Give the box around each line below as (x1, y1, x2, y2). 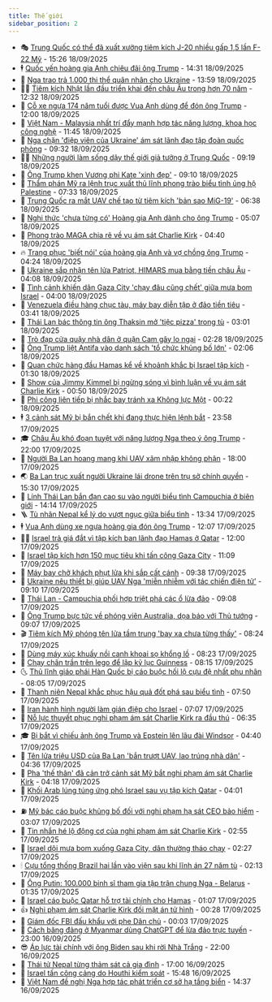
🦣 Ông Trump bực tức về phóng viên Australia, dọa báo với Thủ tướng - (19, 611, 258, 620)
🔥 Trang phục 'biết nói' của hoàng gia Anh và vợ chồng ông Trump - (19, 247, 249, 257)
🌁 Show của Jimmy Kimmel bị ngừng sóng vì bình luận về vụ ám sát (19, 377, 247, 387)
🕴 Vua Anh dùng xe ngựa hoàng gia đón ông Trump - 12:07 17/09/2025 (19, 521, 256, 531)
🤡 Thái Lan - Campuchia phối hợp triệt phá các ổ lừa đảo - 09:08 (19, 594, 237, 603)
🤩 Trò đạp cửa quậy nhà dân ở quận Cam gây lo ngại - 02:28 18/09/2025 (19, 334, 264, 343)
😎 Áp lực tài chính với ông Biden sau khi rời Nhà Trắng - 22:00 (19, 942, 230, 952)
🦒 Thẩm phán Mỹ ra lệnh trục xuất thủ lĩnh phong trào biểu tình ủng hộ (19, 178, 257, 188)
